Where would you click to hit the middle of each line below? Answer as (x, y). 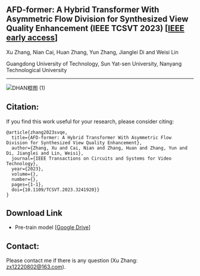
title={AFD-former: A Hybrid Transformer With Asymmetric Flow (91, 137)
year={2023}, (28, 169)
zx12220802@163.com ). (36, 267)
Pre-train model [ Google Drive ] (53, 227)
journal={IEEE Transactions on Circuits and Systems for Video (91, 158)
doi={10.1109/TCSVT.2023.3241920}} (56, 190)
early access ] (32, 38)
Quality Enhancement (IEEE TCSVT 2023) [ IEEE (95, 28)
